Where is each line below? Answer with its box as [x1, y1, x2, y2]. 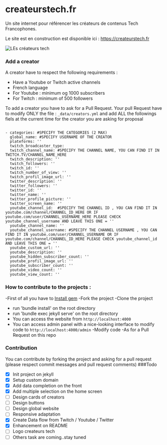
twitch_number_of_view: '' [10, 170, 67, 175]
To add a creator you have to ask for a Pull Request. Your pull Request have [5, 105, 162, 111]
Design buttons [12, 400, 45, 406]
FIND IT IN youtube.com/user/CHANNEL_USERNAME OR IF [5, 232, 119, 237]
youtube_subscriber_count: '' [10, 263, 73, 268]
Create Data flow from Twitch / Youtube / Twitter [12, 417, 114, 423]
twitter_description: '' [10, 179, 62, 184]
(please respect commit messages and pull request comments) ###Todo [5, 361, 157, 368]
